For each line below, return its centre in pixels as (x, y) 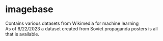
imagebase (29, 9)
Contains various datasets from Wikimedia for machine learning (72, 23)
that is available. (22, 34)
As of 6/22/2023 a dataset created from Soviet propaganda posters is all (81, 28)
